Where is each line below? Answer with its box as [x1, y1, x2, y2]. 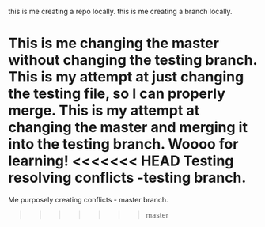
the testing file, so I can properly [8, 85, 225, 103]
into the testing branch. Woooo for [8, 135, 239, 153]
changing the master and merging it [8, 119, 248, 137]
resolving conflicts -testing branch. [8, 169, 247, 187]
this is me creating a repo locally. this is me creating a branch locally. [8, 7, 233, 16]
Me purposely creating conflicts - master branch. [8, 195, 168, 204]
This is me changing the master [8, 35, 220, 52]
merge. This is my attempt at [8, 102, 200, 119]
